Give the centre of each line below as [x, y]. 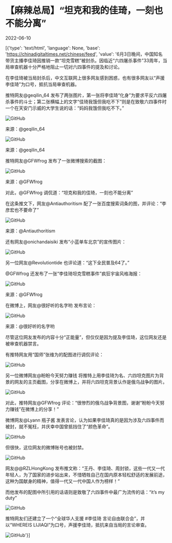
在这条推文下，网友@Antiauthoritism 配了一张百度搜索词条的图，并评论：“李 [86, 203]
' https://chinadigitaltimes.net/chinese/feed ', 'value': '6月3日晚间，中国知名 [84, 54]
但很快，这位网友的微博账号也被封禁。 [46, 447]
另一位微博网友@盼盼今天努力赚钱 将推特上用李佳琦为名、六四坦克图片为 [82, 375]
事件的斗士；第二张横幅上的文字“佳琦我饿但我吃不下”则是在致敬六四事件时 [88, 101]
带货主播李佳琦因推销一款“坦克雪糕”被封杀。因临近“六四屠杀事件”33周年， [84, 60]
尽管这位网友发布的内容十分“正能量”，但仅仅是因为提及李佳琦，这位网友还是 [86, 337]
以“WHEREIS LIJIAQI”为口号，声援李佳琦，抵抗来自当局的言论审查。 [78, 524]
